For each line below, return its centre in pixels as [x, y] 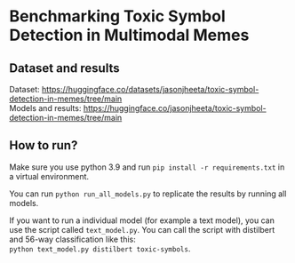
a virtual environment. [49, 176]
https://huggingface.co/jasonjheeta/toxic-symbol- [175, 108]
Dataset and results [64, 68]
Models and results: [45, 108]
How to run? [44, 145]
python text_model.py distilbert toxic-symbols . [100, 248]
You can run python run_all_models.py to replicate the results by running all [148, 194]
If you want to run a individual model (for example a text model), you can [142, 220]
